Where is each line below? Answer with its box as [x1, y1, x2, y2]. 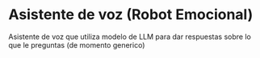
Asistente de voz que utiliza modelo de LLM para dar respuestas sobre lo [8, 32, 252, 41]
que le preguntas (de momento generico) [8, 40, 145, 49]
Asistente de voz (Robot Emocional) [8, 6, 254, 24]
